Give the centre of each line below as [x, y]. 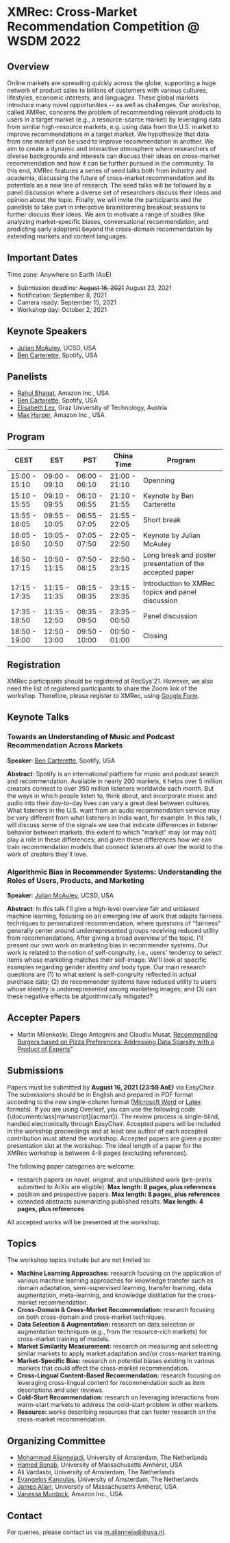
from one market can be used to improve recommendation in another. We [111, 141]
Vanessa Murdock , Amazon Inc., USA [70, 1494]
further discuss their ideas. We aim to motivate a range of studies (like [106, 214]
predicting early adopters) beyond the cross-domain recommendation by [110, 229]
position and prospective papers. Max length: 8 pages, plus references [118, 1194]
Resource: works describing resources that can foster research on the [116, 1412]
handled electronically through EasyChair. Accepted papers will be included [114, 1123]
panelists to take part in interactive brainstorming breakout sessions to [106, 207]
